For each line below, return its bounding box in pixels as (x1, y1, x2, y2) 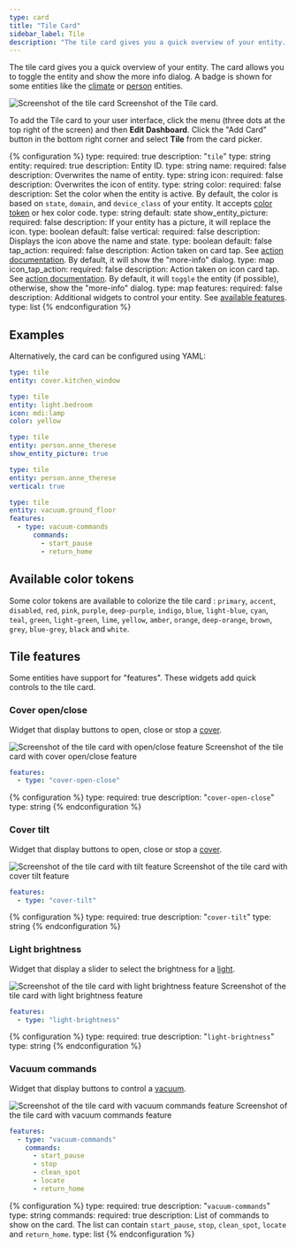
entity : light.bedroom (9, 400, 93, 409)
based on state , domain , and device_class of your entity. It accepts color (9, 198, 273, 209)
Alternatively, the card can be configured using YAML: (9, 351, 206, 361)
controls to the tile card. (9, 682, 96, 693)
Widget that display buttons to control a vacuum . (9, 1082, 187, 1094)
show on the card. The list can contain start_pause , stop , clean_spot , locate (9, 1219, 287, 1229)
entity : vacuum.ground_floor (9, 506, 117, 515)
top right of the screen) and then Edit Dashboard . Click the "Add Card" (9, 125, 268, 136)
